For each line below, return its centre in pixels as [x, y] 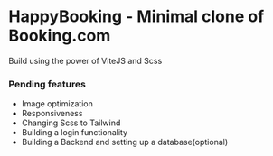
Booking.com [60, 36]
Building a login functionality [75, 133]
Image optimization [57, 104]
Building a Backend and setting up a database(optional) [125, 142]
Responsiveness [52, 114]
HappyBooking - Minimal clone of [136, 17]
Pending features [47, 84]
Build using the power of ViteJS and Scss [85, 60]
